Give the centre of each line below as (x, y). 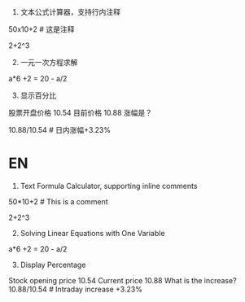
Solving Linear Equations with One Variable (92, 233)
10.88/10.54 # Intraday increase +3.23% (75, 289)
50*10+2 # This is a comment (58, 201)
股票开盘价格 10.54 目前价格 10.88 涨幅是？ (81, 113)
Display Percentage (53, 265)
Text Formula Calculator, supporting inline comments (109, 186)
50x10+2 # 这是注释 (42, 29)
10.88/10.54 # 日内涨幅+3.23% (60, 130)
